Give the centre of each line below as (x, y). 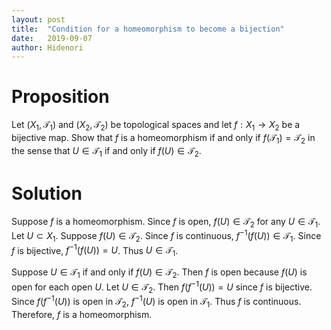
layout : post (38, 19)
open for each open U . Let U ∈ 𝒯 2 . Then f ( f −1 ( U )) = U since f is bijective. (162, 287)
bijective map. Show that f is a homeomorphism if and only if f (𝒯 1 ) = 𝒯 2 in (163, 138)
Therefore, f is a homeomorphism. (82, 314)
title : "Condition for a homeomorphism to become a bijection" (148, 29)
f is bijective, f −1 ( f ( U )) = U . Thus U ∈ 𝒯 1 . (95, 250)
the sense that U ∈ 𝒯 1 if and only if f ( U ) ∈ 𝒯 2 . (106, 151)
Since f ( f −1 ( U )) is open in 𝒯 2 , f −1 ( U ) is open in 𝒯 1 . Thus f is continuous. (156, 302)
